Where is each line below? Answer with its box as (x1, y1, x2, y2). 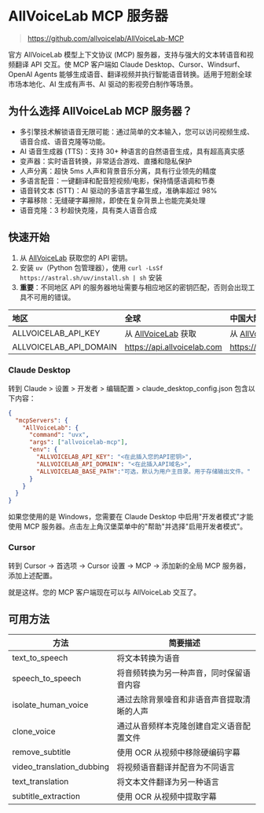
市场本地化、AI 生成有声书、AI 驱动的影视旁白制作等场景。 (8, 79, 198, 89)
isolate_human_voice (12, 700, 89, 711)
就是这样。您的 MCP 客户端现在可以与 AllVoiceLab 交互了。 (8, 587, 201, 597)
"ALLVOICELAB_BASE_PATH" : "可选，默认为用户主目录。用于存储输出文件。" (36, 467, 251, 475)
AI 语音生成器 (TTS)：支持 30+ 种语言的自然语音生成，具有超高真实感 (19, 146, 245, 156)
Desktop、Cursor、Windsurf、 (145, 60, 245, 69)
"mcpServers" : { (15, 416, 68, 424)
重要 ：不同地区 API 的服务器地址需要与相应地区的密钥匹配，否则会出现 (19, 282, 249, 291)
